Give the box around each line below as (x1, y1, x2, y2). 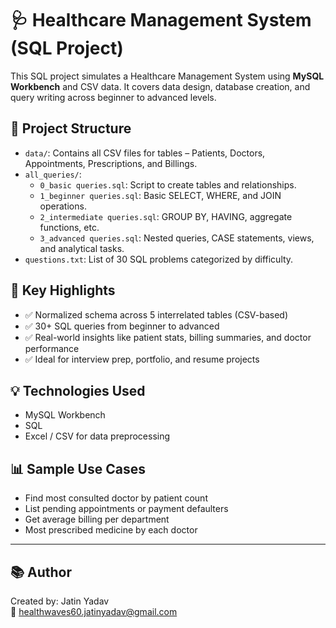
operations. (39, 200, 87, 212)
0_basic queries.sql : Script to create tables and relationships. (39, 178, 297, 191)
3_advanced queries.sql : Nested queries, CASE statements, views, (39, 232, 315, 244)
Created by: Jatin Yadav (10, 595, 110, 607)
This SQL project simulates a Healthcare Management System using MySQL (10, 70, 325, 82)
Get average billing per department (24, 513, 170, 526)
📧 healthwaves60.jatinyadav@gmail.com (10, 606, 178, 617)
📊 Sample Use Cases (10, 460, 146, 477)
